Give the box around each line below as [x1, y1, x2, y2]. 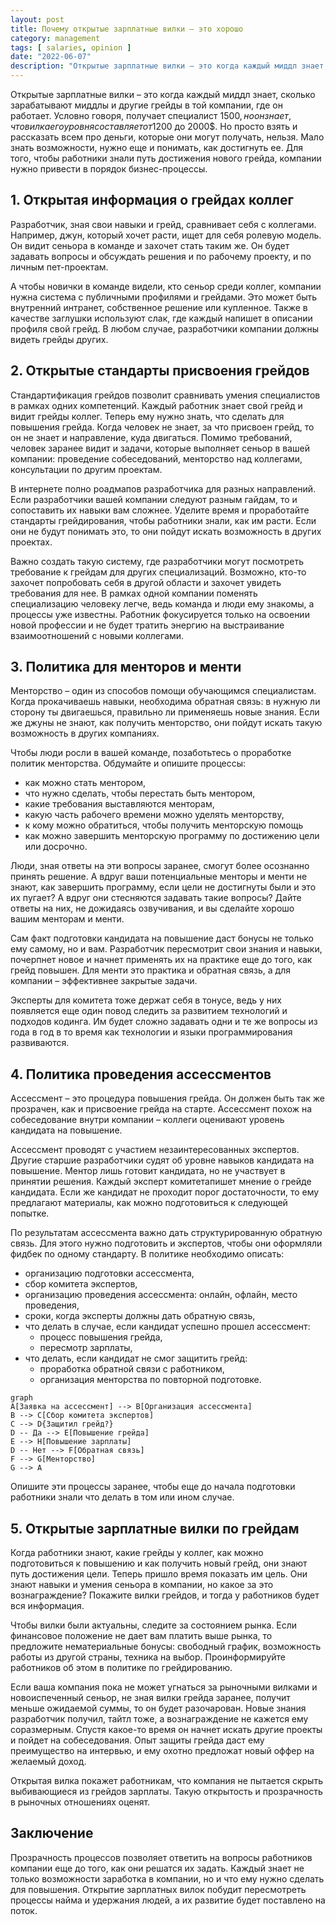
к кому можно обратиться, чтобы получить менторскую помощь [24, 819, 304, 831]
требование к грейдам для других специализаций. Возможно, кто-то [10, 566, 307, 578]
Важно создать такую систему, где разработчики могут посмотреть [10, 555, 304, 567]
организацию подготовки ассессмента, [24, 1267, 195, 1280]
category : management [10, 33, 101, 43]
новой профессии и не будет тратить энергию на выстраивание [10, 619, 285, 631]
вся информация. [10, 1600, 85, 1612]
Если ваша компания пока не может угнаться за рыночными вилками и [10, 1681, 318, 1693]
